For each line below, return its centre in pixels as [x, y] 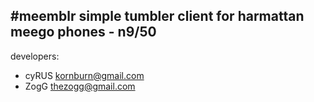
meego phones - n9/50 [83, 32]
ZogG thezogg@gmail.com [80, 86]
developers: [35, 56]
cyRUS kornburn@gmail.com [84, 75]
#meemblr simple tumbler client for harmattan [157, 16]
